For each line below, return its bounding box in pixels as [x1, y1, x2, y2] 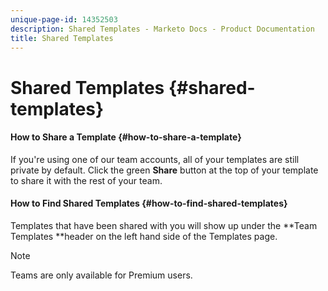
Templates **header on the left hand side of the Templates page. [10, 230, 278, 242]
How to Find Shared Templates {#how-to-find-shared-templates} [10, 197, 288, 210]
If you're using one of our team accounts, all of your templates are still [10, 153, 300, 165]
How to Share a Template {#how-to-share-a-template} [10, 131, 242, 143]
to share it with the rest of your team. [10, 174, 163, 186]
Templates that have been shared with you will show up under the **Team [10, 219, 318, 231]
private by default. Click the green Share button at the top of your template [10, 164, 319, 176]
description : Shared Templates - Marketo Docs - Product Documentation [10, 24, 315, 34]
